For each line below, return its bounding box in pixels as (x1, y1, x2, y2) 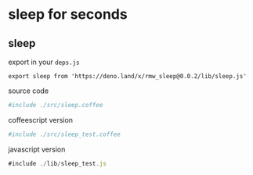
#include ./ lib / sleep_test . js (8, 159, 107, 167)
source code (8, 86, 49, 95)
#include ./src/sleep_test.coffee (8, 130, 121, 138)
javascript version (8, 145, 66, 154)
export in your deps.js (8, 57, 80, 66)
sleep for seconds (8, 5, 128, 23)
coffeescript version (8, 115, 73, 124)
